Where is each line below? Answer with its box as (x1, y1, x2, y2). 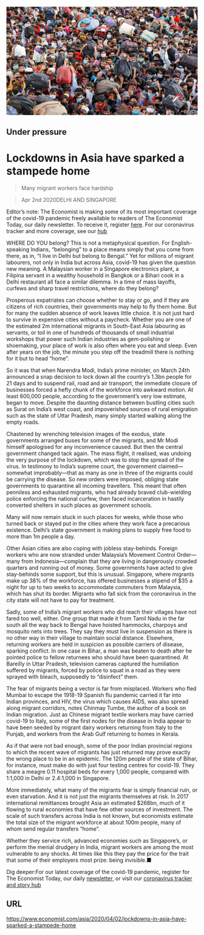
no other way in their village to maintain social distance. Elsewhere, (6, 634, 174, 641)
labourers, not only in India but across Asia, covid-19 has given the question (6, 259, 196, 266)
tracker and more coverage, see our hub (6, 227, 107, 235)
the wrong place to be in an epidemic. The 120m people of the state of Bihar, (6, 754, 198, 762)
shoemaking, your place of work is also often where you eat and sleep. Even (6, 342, 197, 349)
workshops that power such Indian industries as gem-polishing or (6, 335, 171, 342)
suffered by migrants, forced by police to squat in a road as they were (6, 666, 181, 674)
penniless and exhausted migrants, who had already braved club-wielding (6, 489, 191, 496)
